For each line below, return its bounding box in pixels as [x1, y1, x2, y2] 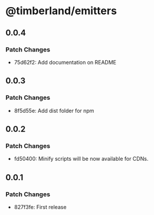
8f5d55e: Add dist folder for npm [14, 107, 94, 114]
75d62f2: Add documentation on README [14, 58, 116, 66]
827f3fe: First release [14, 203, 67, 210]
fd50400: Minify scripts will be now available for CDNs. [14, 155, 149, 162]
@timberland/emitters [5, 4, 117, 18]
